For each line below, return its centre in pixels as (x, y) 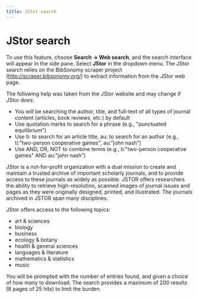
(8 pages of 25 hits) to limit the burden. (54, 289)
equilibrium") (30, 130)
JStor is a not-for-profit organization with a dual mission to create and (91, 166)
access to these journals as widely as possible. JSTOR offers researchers (95, 179)
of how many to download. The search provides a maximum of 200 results (97, 282)
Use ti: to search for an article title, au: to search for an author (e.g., (97, 136)
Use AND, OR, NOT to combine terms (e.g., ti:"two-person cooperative (100, 149)
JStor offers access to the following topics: (59, 209)
